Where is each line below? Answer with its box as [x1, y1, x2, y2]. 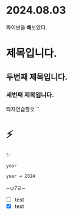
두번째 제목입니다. [6, 72, 68, 82]
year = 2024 [6, 173, 35, 179]
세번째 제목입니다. [6, 91, 54, 99]
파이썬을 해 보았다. [6, 24, 48, 31]
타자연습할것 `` [6, 105, 40, 113]
